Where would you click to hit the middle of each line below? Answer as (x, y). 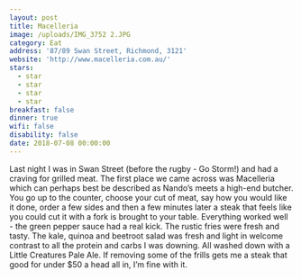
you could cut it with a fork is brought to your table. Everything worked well (149, 216)
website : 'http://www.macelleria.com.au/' (90, 59)
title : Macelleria (44, 26)
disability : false (44, 135)
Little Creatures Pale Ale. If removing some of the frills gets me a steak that (149, 255)
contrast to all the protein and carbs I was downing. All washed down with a (150, 245)
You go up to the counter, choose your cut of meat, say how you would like (148, 197)
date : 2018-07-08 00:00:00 (60, 143)
